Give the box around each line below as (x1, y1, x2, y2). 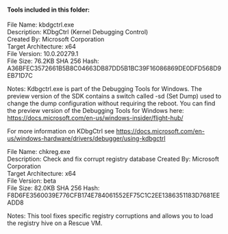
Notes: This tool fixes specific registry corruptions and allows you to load (7, 212, 214, 220)
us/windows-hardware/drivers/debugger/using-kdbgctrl (7, 134, 166, 143)
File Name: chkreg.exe (7, 148, 71, 156)
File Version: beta (7, 177, 57, 185)
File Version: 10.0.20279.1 (7, 50, 79, 58)
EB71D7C (7, 72, 33, 80)
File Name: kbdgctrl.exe (7, 21, 75, 29)
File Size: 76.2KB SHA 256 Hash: (7, 57, 99, 65)
